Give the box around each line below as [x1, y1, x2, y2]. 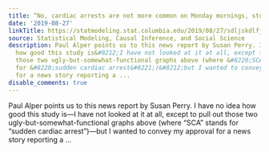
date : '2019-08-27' [8, 19, 74, 27]
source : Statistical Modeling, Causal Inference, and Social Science [8, 34, 246, 42]
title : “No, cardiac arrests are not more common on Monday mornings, [8, 11, 249, 20]
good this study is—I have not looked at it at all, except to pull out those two [8, 109, 259, 118]
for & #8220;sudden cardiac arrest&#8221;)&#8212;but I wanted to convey [15, 64, 263, 72]
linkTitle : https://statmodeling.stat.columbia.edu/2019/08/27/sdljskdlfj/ [8, 26, 267, 34]
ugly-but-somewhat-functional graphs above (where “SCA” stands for [8, 118, 239, 127]
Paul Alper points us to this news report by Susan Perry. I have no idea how [8, 101, 256, 110]
